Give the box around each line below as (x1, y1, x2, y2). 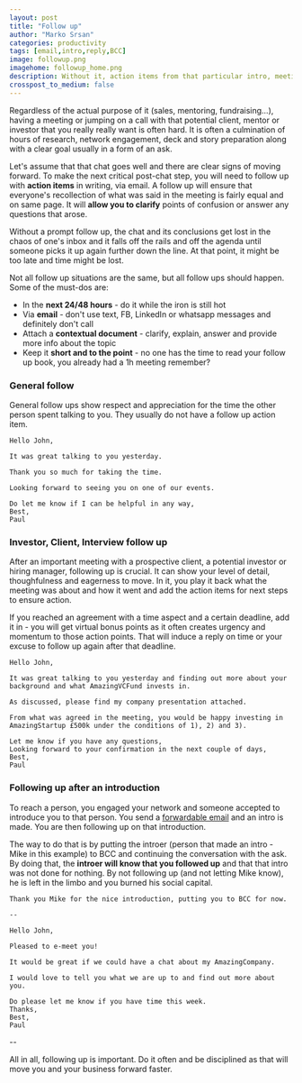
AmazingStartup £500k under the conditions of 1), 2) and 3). (9, 722, 247, 731)
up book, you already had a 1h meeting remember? (22, 357, 211, 368)
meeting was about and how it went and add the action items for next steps (9, 585, 289, 596)
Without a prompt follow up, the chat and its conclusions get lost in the (9, 226, 271, 237)
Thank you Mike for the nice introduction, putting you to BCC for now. (9, 894, 288, 904)
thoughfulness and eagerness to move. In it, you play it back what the (9, 576, 268, 587)
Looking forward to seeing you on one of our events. (9, 483, 216, 492)
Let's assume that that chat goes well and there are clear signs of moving (9, 160, 281, 171)
